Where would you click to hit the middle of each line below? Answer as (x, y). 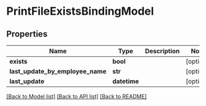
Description (162, 51)
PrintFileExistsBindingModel (80, 11)
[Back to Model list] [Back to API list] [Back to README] (77, 97)
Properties (27, 34)
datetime (126, 81)
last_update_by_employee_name (58, 71)
